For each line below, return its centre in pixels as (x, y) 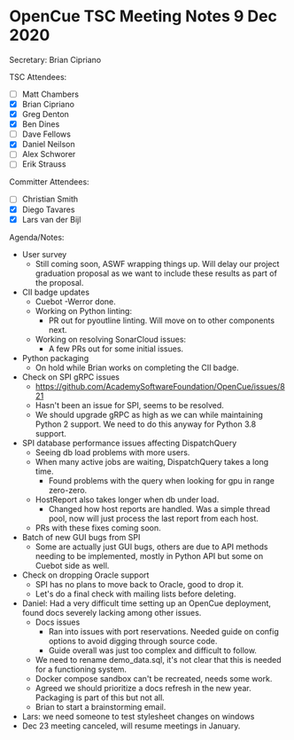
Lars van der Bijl (51, 219)
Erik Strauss (44, 164)
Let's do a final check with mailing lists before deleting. (135, 594)
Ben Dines (41, 124)
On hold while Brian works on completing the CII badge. (137, 367)
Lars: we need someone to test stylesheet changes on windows (138, 716)
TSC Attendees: (38, 76)
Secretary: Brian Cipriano (55, 59)
